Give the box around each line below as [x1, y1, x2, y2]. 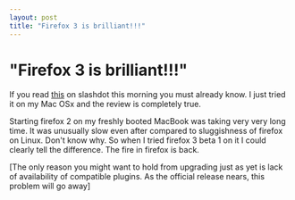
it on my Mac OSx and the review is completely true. [9, 99, 201, 110]
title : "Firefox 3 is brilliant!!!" [9, 21, 146, 30]
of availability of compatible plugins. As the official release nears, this [9, 171, 265, 182]
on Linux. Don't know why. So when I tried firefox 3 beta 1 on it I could [9, 135, 266, 146]
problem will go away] [9, 180, 91, 192]
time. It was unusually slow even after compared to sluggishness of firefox [9, 126, 283, 137]
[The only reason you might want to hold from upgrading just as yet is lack [9, 162, 283, 172]
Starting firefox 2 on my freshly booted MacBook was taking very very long [9, 116, 286, 127]
